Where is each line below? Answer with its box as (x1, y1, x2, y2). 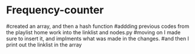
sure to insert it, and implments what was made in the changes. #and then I (6, 35, 189, 42)
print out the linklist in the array (6, 41, 82, 48)
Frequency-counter (6, 3, 104, 17)
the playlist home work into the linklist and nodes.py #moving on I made (6, 28, 181, 35)
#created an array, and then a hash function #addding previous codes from (6, 23, 190, 30)
